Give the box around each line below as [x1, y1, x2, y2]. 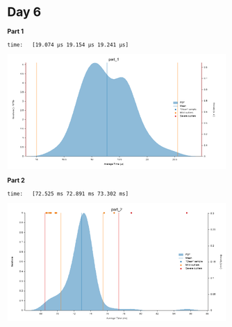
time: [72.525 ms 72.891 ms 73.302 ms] [7, 190, 129, 197]
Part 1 [7, 27, 24, 35]
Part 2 [7, 176, 26, 184]
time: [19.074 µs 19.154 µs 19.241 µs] [7, 41, 129, 48]
